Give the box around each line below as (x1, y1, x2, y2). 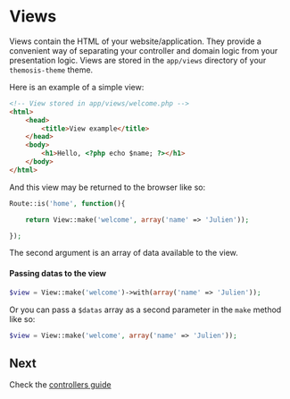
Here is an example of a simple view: (9, 81, 145, 92)
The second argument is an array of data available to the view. (9, 248, 238, 259)
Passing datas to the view (9, 268, 107, 279)
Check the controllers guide (9, 379, 112, 390)
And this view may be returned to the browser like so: (9, 182, 206, 192)
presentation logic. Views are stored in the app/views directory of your (9, 55, 267, 65)
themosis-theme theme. (9, 64, 94, 75)
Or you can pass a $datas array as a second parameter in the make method (9, 304, 282, 315)
